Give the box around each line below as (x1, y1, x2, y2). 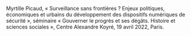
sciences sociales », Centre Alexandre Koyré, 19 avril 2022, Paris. (6, 23, 164, 30)
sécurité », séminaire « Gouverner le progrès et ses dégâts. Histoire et (6, 17, 176, 24)
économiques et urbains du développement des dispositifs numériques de (6, 11, 186, 18)
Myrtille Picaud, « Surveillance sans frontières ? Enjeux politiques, (6, 5, 165, 12)
